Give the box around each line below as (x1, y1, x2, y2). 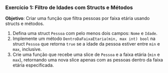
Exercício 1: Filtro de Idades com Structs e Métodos (5, 4, 133, 11)
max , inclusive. (12, 46, 42, 52)
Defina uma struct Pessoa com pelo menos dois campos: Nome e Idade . (12, 30, 158, 36)
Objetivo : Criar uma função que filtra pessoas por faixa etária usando (5, 15, 150, 21)
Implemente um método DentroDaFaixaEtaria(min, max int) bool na (12, 35, 155, 41)
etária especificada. (12, 62, 54, 68)
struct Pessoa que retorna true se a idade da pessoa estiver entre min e (12, 41, 160, 47)
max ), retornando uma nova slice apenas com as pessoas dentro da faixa (12, 57, 163, 63)
